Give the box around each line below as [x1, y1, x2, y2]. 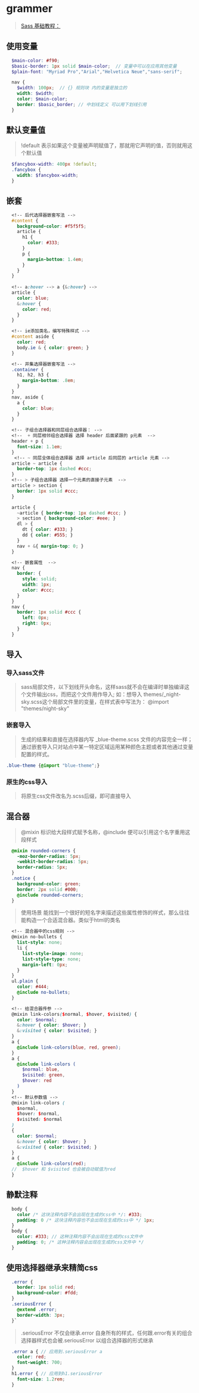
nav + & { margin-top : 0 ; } [17, 543, 84, 549]
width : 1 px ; [21, 582, 52, 587]
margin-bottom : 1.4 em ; [27, 256, 84, 262]
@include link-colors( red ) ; [17, 1161, 86, 1167]
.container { [11, 366, 44, 372]
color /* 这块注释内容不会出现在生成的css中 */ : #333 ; [17, 1211, 142, 1217]
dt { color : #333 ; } [21, 527, 73, 533]
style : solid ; [21, 576, 58, 582]
